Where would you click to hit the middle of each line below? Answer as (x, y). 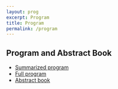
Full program (31, 74)
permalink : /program (32, 29)
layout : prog (22, 12)
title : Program (25, 23)
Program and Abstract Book (59, 53)
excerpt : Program (28, 17)
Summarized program (42, 67)
